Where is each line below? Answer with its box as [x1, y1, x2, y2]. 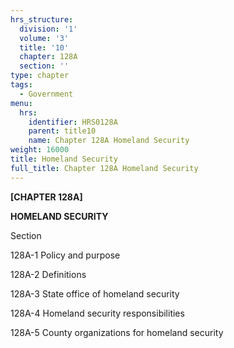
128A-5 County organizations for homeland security [10, 326, 224, 338]
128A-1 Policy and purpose [10, 249, 121, 261]
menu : [10, 98, 33, 108]
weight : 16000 [10, 145, 70, 155]
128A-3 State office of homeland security [10, 287, 180, 300]
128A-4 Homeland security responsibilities [10, 307, 185, 319]
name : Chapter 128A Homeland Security [28, 136, 190, 146]
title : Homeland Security [10, 154, 118, 164]
